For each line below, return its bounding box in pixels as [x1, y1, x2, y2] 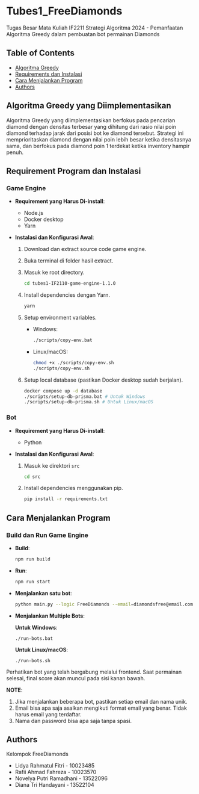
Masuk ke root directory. [23, 269, 85, 276]
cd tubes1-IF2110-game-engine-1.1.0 [23, 281, 116, 287]
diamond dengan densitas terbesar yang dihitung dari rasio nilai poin [6, 123, 176, 130]
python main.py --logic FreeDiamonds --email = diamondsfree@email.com [14, 601, 194, 607]
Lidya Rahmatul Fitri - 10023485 [14, 762, 95, 769]
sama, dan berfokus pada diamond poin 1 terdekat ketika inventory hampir [6, 142, 190, 149]
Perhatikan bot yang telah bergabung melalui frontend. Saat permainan [6, 668, 182, 675]
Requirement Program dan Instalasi [6, 166, 141, 176]
